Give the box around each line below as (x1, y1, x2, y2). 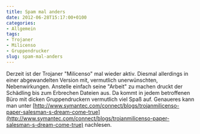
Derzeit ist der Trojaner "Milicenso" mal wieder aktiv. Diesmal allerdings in (6, 70, 189, 77)
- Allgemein (6, 25, 36, 32)
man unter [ (6, 102, 35, 109)
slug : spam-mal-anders (6, 53, 63, 59)
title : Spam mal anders (6, 8, 66, 15)
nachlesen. (84, 121, 112, 128)
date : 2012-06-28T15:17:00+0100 (6, 14, 87, 20)
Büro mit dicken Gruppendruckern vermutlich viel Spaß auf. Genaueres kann (6, 96, 195, 103)
